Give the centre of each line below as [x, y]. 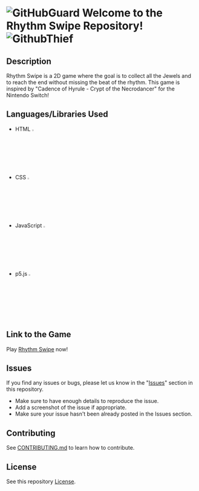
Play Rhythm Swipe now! [37, 349]
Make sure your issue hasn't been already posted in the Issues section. [103, 414]
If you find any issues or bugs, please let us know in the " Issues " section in [99, 383]
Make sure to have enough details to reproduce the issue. [87, 401]
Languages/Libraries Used [57, 115]
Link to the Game [39, 335]
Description [29, 61]
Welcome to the [122, 13]
